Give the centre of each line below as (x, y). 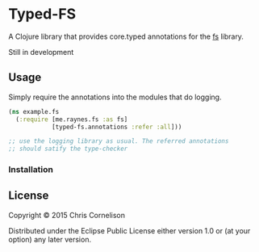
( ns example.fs (34, 111)
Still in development (41, 52)
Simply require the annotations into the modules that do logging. (115, 97)
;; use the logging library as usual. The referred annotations (119, 141)
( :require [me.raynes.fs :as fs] (72, 119)
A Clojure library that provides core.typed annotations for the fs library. (126, 36)
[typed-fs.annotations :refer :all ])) (117, 127)
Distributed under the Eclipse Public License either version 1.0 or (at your (129, 230)
